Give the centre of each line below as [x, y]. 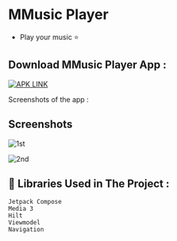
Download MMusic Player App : [87, 65]
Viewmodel [25, 223]
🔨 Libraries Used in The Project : [89, 184]
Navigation [26, 230]
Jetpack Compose [35, 202]
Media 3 [21, 209]
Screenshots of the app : [48, 99]
